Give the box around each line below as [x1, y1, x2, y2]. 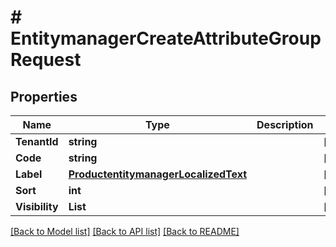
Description [256, 118, 314, 131]
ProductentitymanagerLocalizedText [68, 167, 248, 181]
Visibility [15, 200, 59, 213]
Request [10, 49, 82, 71]
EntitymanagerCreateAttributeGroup [10, 27, 322, 50]
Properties [10, 88, 78, 105]
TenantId [15, 135, 59, 148]
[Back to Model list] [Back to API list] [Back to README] [10, 226, 240, 237]
